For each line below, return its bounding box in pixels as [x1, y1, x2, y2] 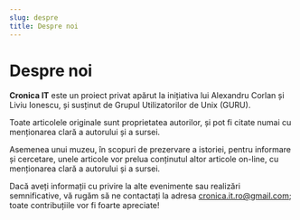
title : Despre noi [9, 22, 79, 31]
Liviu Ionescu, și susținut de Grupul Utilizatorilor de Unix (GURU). [9, 100, 251, 111]
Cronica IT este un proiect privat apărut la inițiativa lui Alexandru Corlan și [9, 90, 285, 101]
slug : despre [9, 13, 59, 23]
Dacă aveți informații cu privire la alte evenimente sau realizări [9, 181, 241, 192]
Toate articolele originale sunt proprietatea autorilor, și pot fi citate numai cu [9, 117, 292, 128]
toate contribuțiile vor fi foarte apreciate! [9, 200, 160, 211]
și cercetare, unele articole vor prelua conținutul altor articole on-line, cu [9, 154, 279, 165]
